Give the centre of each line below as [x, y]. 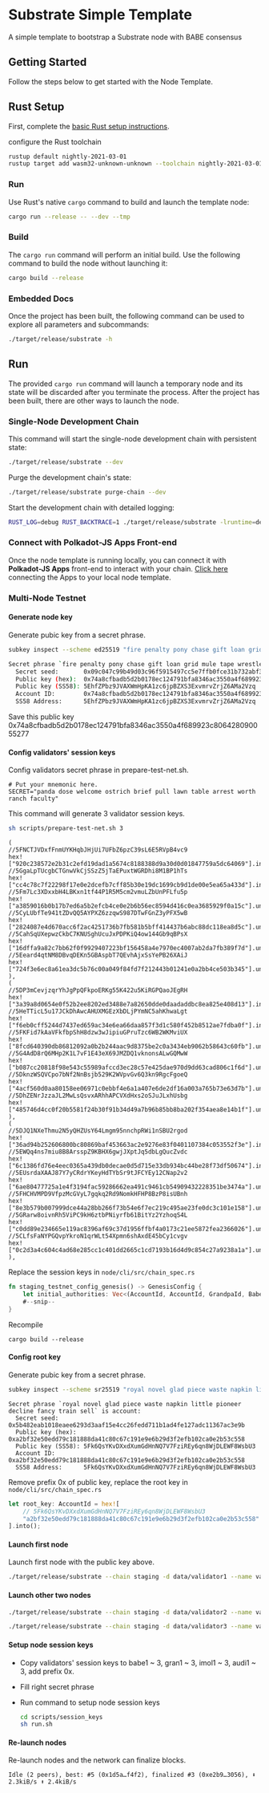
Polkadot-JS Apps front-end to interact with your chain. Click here [118, 568]
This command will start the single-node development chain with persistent [132, 438]
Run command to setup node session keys [90, 1702]
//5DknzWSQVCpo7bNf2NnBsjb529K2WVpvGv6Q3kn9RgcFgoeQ [98, 1075]
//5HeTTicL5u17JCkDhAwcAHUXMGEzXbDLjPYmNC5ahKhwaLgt [98, 1012]
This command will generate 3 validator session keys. [97, 814]
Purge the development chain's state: [70, 477]
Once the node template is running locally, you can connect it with [117, 560]
